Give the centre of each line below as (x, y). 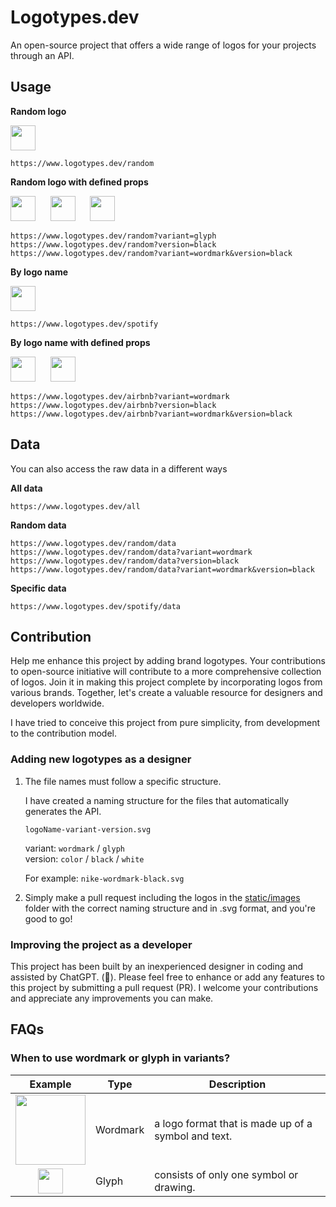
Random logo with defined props (79, 182)
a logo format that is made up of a (233, 1123)
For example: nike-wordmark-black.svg (104, 878)
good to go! (48, 918)
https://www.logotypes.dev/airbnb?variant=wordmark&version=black (151, 414)
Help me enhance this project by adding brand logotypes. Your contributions (168, 661)
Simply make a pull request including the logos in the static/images (162, 897)
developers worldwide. (57, 703)
